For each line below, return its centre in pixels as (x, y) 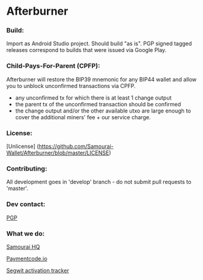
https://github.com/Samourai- (76, 146)
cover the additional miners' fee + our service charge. (83, 117)
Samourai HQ (23, 246)
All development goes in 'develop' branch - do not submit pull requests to (99, 182)
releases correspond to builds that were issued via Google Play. (87, 50)
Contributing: (27, 168)
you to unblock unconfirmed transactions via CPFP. (71, 86)
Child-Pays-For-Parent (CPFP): (53, 66)
